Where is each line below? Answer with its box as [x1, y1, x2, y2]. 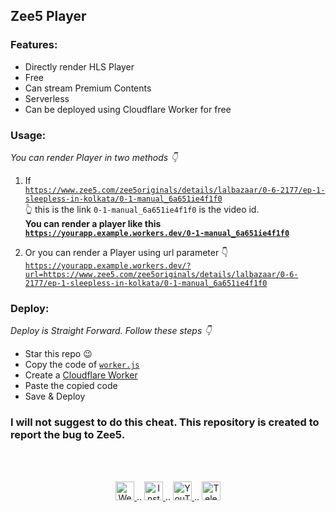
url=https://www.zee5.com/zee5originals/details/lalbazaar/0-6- [24, 269, 299, 279]
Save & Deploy [24, 390, 86, 403]
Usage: [10, 128, 47, 142]
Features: [10, 38, 58, 52]
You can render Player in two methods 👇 [10, 151, 178, 163]
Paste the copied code [24, 380, 118, 392]
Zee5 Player [10, 8, 87, 25]
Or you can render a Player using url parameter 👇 [24, 246, 229, 258]
